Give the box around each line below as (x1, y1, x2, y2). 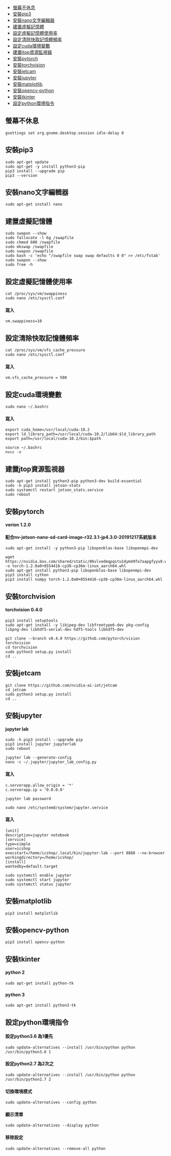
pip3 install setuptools (5, 618, 58, 623)
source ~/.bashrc (5, 445, 42, 451)
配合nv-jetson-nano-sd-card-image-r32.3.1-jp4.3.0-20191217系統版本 (5, 534, 157, 540)
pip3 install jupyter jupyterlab (5, 742, 76, 747)
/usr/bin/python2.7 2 (5, 1077, 51, 1082)
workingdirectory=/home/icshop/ (5, 855, 74, 860)
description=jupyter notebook (5, 832, 70, 838)
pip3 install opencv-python (5, 939, 65, 945)
